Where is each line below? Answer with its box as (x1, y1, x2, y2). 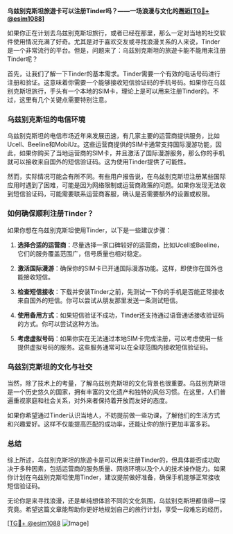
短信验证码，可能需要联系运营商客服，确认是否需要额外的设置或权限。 (12, 190, 214, 198)
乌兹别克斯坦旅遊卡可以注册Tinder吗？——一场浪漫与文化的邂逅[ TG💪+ (7, 7, 210, 15)
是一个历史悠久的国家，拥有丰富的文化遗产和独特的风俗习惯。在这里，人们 (7, 388, 220, 396)
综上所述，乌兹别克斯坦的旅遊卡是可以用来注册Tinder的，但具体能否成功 (7, 456, 214, 464)
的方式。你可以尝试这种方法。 (17, 319, 103, 328)
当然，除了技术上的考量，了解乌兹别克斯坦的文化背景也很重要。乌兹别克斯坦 (7, 379, 226, 387)
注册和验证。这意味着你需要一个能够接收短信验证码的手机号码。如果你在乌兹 (7, 78, 226, 86)
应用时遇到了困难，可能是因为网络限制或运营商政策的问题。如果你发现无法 (7, 181, 220, 189)
